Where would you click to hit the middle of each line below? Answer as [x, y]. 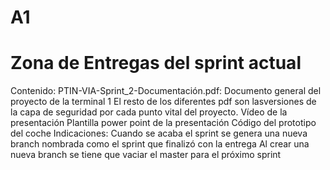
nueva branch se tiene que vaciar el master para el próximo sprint [146, 155]
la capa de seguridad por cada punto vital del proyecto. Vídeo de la [149, 112]
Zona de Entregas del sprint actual [156, 63]
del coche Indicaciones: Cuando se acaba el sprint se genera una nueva [159, 133]
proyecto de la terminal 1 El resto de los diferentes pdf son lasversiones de [163, 102]
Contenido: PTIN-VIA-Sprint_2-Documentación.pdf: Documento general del [166, 91]
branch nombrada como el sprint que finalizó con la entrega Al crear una [160, 144]
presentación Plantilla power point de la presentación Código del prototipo [163, 123]
